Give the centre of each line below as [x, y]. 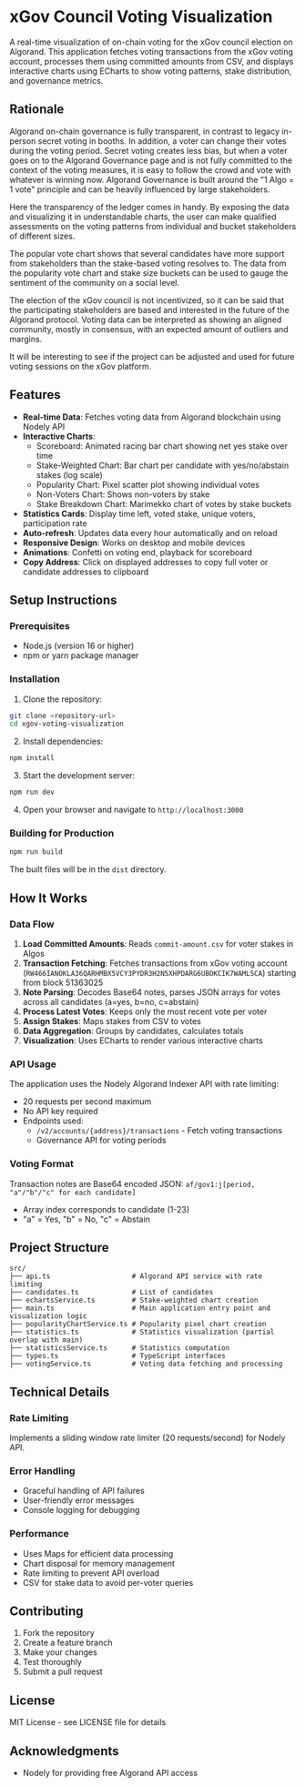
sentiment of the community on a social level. [95, 282]
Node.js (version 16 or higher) [78, 646]
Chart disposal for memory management [99, 1563]
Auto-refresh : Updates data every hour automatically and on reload [150, 533]
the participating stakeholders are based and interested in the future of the [149, 310]
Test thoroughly [52, 1662]
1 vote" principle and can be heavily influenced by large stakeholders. [140, 189]
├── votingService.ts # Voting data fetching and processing [146, 1364]
